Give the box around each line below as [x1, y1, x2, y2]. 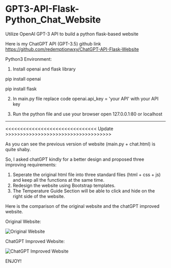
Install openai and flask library [12, 66, 76, 72]
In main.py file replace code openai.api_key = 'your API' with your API [12, 95, 159, 102]
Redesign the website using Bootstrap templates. [12, 182, 116, 188]
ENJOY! [5, 258, 22, 264]
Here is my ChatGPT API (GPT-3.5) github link [5, 40, 101, 46]
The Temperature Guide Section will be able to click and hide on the [12, 187, 155, 194]
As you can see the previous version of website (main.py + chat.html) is [5, 141, 156, 147]
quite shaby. [5, 146, 31, 152]
